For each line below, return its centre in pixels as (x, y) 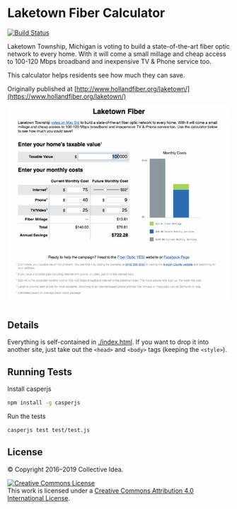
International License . (39, 498)
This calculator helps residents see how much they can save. (96, 75)
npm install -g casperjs (44, 403)
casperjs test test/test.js (49, 430)
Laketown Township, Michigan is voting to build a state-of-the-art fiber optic (118, 46)
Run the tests (27, 416)
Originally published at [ (42, 88)
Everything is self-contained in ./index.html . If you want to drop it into (108, 342)
